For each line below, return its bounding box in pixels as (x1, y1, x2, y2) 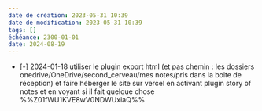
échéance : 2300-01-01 (8, 33, 79, 41)
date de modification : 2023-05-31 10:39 (8, 19, 143, 27)
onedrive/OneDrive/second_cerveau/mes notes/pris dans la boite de (19, 70, 242, 80)
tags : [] (8, 26, 37, 34)
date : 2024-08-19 (8, 41, 65, 48)
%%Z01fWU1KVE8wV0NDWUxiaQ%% (19, 95, 146, 105)
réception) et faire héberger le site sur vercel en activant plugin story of (19, 79, 252, 88)
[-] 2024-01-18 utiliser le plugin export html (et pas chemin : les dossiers (19, 62, 255, 71)
